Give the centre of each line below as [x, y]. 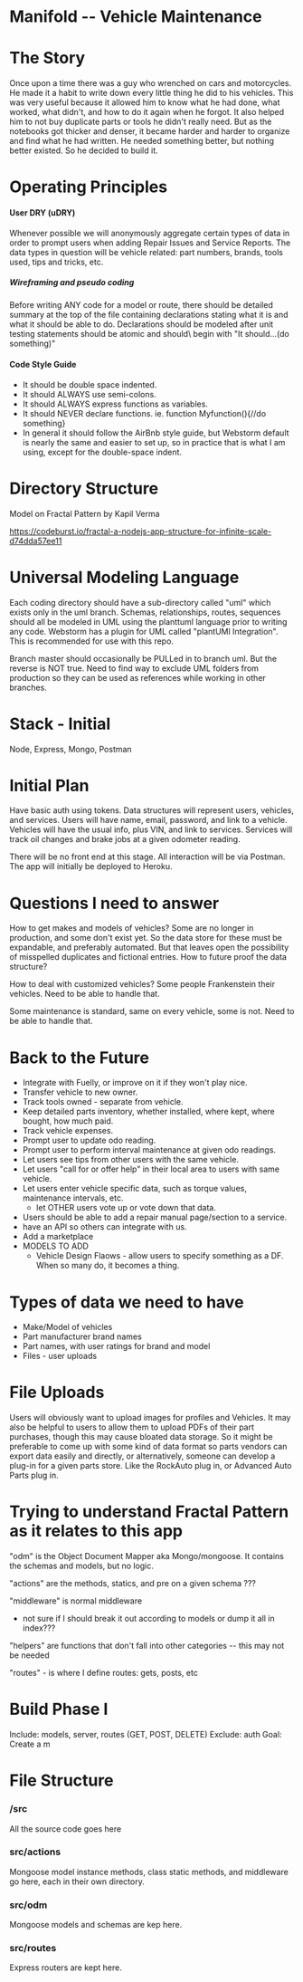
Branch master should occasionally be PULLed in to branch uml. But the [143, 658]
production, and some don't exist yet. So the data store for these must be [146, 938]
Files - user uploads [60, 1356]
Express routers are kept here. [66, 1968]
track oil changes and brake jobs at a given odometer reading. [125, 839]
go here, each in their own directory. [77, 1881]
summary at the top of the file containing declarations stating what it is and [149, 315]
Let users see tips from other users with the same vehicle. [131, 1160]
